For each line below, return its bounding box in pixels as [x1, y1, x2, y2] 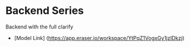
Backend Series [5, 4, 84, 17]
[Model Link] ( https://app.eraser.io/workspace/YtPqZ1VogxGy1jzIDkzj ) [14, 34, 185, 41]
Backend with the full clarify [5, 23, 74, 30]
